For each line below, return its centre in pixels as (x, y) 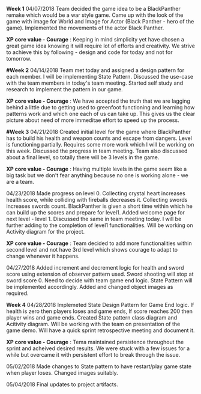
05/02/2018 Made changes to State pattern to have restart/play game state (99, 366)
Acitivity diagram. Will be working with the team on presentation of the (93, 324)
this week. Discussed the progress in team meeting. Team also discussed (97, 151)
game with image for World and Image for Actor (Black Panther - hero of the (100, 21)
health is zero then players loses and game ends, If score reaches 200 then (100, 311)
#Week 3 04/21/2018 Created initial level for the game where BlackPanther (98, 132)
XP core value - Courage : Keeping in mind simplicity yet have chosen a (95, 39)
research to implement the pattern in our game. (64, 89)
